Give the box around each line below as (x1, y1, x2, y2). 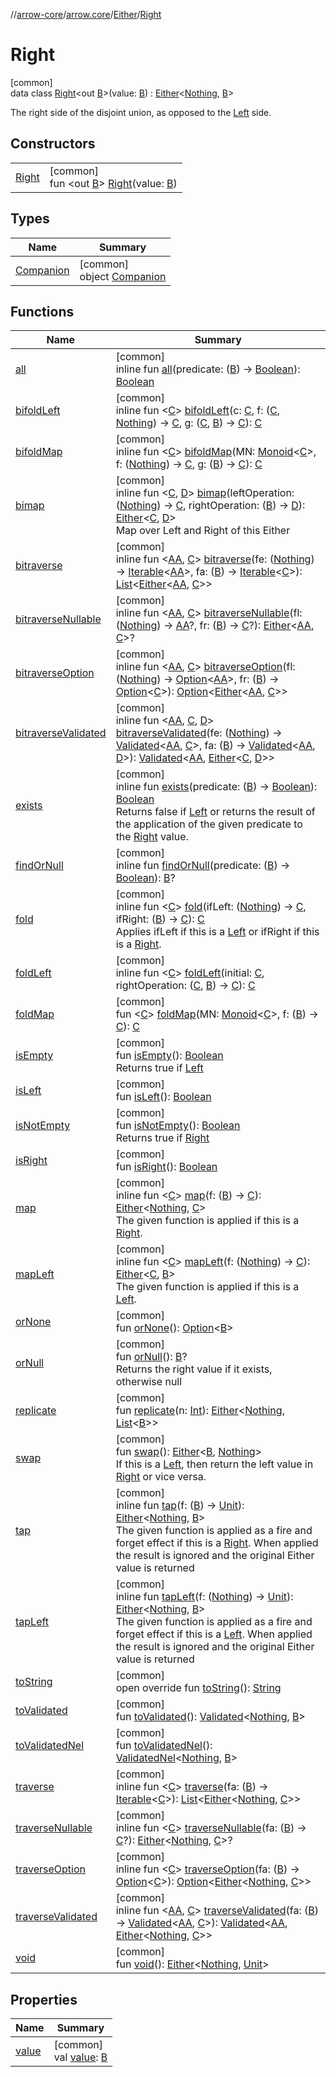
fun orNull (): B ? (115, 1350, 188, 1364)
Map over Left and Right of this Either (115, 524, 291, 538)
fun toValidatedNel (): (115, 1739, 213, 1753)
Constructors (10, 135, 96, 153)
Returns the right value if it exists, (115, 1362, 273, 1376)
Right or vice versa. (115, 1470, 207, 1484)
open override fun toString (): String (115, 1681, 282, 1695)
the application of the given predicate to (115, 817, 303, 831)
